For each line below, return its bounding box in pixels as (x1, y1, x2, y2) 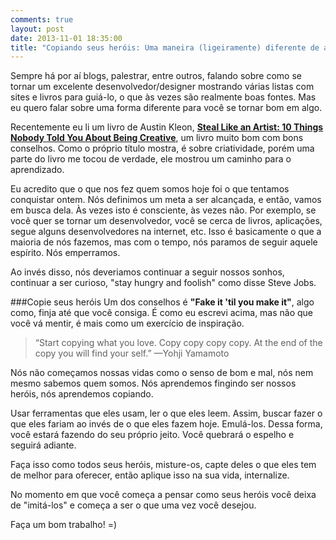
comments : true (10, 14, 74, 25)
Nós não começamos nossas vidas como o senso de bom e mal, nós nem (10, 367, 314, 379)
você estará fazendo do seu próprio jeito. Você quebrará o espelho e (10, 429, 295, 441)
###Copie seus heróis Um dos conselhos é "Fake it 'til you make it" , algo (10, 296, 315, 308)
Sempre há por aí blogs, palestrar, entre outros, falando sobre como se (10, 70, 302, 82)
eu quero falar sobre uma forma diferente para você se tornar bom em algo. (10, 102, 323, 114)
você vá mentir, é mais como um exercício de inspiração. (10, 317, 245, 330)
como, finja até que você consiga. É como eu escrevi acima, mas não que (10, 307, 314, 319)
